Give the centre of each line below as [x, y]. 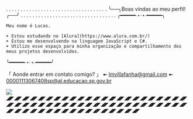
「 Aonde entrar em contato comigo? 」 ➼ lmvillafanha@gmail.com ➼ [90, 74]
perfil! [179, 9]
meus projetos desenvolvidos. [43, 51]
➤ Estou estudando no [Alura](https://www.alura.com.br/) [78, 36]
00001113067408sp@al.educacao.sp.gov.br [59, 81]
